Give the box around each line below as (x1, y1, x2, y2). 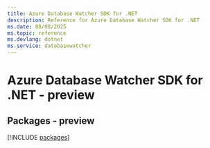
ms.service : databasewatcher (7, 42, 91, 49)
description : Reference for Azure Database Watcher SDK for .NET (7, 17, 200, 24)
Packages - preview (7, 115, 95, 126)
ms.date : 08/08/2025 (7, 23, 67, 30)
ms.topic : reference (7, 29, 67, 37)
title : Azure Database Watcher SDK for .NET (7, 10, 138, 17)
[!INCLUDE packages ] (7, 133, 70, 141)
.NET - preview (7, 88, 95, 103)
